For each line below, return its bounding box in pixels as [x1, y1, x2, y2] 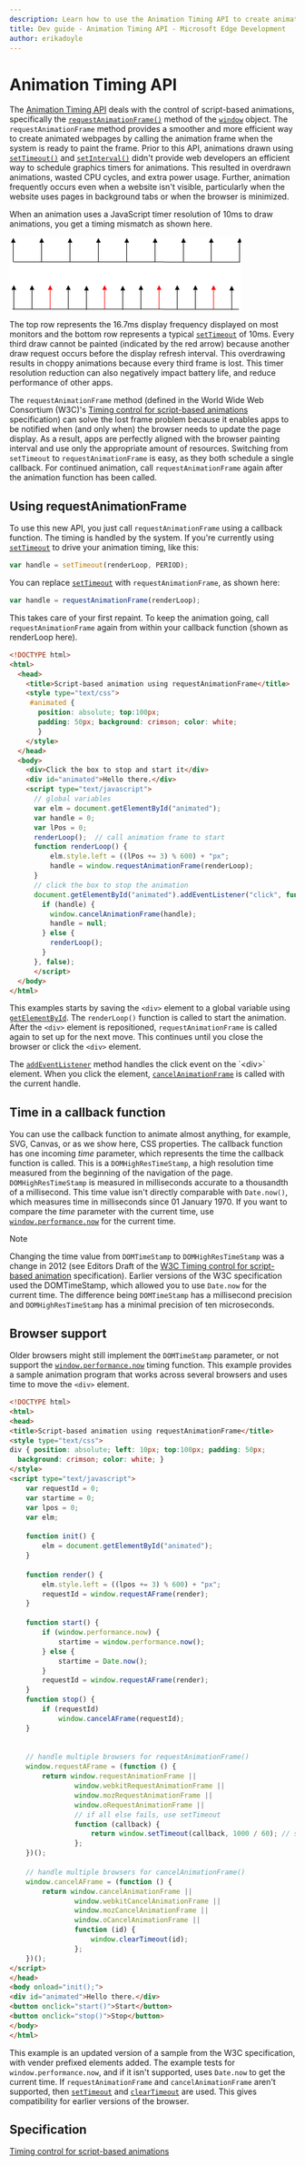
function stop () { [25, 1695, 95, 1705]
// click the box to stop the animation [33, 881, 189, 890]
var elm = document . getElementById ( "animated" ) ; [33, 803, 221, 813]
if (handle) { [42, 900, 95, 909]
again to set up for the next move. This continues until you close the [9, 1032, 263, 1043]
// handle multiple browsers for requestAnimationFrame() [25, 1752, 250, 1762]
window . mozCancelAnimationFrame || [74, 1906, 209, 1915]
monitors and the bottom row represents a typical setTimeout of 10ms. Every [9, 328, 295, 340]
